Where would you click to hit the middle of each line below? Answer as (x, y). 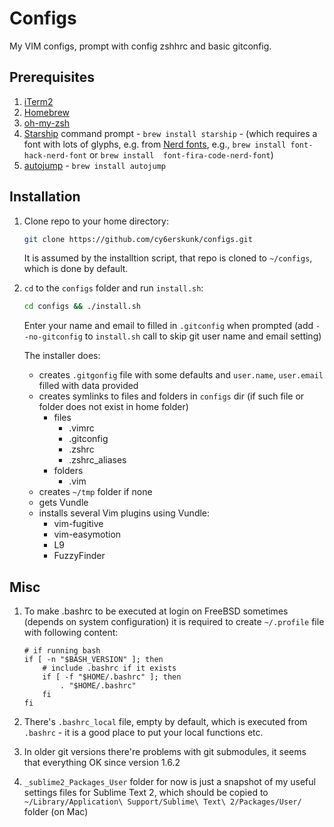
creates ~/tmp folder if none (95, 492)
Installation (45, 197)
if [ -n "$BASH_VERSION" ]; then (93, 660)
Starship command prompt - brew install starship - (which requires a (170, 133)
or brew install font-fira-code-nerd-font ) (181, 154)
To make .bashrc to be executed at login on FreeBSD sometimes (156, 611)
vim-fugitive (78, 524)
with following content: (71, 633)
